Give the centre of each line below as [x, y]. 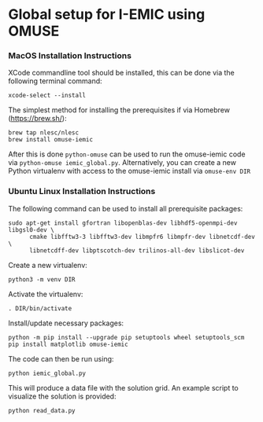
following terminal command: [55, 81]
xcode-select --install [47, 96]
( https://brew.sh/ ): [37, 119]
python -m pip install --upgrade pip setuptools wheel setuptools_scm [126, 337]
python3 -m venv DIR [42, 279]
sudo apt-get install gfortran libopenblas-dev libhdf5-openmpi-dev [123, 223]
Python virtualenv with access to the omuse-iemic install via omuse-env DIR [129, 171]
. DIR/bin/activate [40, 308]
